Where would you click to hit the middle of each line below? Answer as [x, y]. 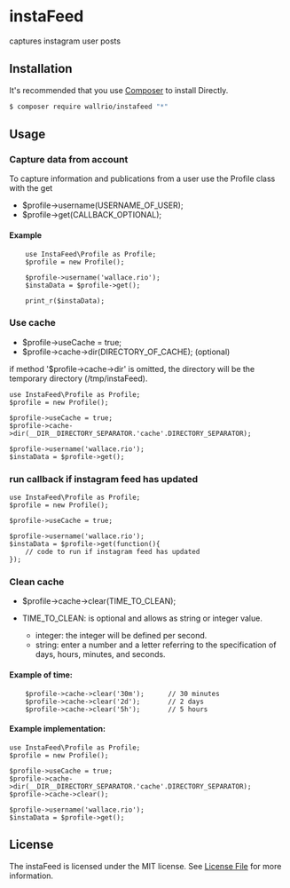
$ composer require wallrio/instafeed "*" [89, 107]
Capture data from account [69, 159]
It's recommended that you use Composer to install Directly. [119, 90]
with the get [31, 188]
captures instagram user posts [65, 41]
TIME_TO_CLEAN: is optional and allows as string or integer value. [142, 618]
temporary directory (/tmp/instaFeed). [78, 378]
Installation [41, 69]
